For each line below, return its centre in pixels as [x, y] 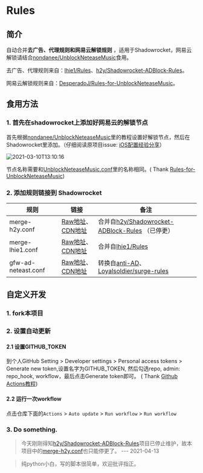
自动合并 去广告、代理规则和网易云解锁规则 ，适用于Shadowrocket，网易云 [99, 50]
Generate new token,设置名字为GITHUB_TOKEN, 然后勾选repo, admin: [93, 368]
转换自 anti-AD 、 [121, 263]
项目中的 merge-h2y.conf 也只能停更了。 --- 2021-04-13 [90, 451]
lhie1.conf [24, 249]
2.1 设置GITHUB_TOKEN [36, 346]
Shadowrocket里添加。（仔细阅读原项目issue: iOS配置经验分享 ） [85, 144]
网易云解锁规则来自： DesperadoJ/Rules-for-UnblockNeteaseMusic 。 [92, 83]
